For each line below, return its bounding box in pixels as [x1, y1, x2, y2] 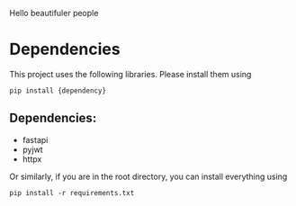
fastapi [22, 134, 49, 145]
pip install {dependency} [9, 85, 106, 95]
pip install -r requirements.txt [9, 188, 135, 197]
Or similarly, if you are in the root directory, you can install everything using [9, 171, 288, 182]
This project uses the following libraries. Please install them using [9, 68, 252, 79]
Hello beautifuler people [9, 8, 99, 18]
